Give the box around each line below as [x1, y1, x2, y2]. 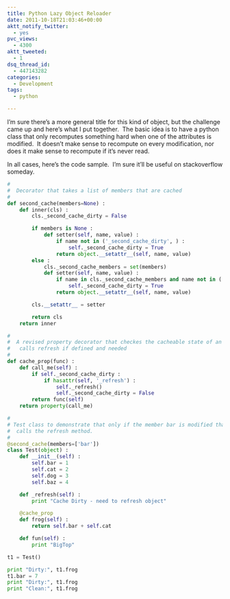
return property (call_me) [19, 403, 94, 410]
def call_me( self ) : [19, 364, 78, 371]
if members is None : [31, 225, 94, 232]
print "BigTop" [31, 541, 75, 548]
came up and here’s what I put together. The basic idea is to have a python [7, 125, 219, 133]
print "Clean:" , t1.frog [7, 585, 78, 592]
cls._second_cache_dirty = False [31, 213, 127, 220]
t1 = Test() [7, 554, 41, 561]
